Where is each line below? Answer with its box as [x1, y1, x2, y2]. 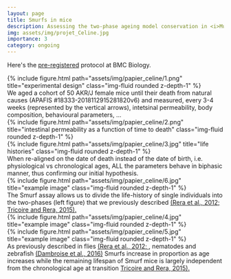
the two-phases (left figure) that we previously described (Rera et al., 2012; [7, 199, 220, 206]
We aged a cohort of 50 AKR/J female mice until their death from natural [7, 89, 212, 97]
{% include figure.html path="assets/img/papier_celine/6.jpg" [7, 177, 182, 184]
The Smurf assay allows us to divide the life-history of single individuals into [7, 191, 223, 199]
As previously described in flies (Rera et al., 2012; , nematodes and [7, 242, 197, 250]
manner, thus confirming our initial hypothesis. [7, 169, 139, 177]
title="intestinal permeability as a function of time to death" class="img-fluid [7, 125, 223, 133]
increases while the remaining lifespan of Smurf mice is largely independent [7, 257, 222, 265]
